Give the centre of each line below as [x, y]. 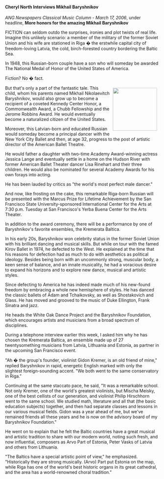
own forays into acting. [28, 175]
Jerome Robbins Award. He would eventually [50, 114]
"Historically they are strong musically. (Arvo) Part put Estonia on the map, [80, 462]
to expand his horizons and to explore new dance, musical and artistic [76, 270]
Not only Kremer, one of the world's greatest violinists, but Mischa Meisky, [80, 391]
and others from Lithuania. [32, 447]
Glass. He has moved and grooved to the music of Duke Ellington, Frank [77, 300]
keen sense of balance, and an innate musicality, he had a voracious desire [81, 265]
